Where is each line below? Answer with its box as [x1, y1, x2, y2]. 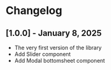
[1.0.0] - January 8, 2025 [5, 28, 102, 38]
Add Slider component [14, 51, 71, 58]
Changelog [5, 4, 62, 18]
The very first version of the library [14, 44, 102, 51]
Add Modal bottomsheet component [14, 57, 106, 64]
